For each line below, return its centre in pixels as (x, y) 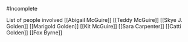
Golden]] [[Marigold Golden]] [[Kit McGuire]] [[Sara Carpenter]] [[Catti (94, 26)
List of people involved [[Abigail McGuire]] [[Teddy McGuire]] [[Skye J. (94, 20)
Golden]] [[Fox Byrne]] (34, 33)
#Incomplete (22, 9)
